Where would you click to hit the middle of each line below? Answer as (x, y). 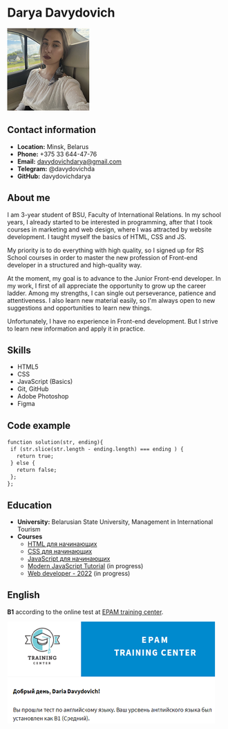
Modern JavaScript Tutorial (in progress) (85, 566)
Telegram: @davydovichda (56, 168)
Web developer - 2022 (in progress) (79, 573)
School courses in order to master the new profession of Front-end (103, 257)
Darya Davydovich (61, 13)
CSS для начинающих (60, 551)
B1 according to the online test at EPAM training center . (85, 612)
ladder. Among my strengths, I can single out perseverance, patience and (112, 293)
